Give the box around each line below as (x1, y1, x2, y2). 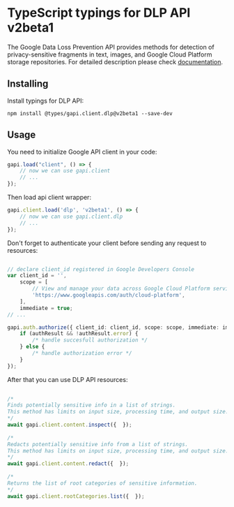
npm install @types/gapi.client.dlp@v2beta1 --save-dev (7, 110, 173, 117)
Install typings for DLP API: (7, 96, 84, 105)
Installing (7, 78, 49, 90)
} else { (19, 344, 45, 351)
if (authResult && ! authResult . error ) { (19, 330, 139, 337)
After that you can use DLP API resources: (7, 375, 128, 383)
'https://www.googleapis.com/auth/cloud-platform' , (32, 292, 186, 299)
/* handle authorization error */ (32, 350, 132, 357)
